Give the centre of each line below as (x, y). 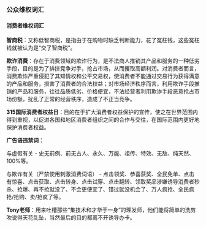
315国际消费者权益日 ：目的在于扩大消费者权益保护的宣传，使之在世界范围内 (102, 112)
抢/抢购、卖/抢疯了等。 (35, 197)
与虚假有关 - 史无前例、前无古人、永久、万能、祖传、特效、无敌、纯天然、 (101, 154)
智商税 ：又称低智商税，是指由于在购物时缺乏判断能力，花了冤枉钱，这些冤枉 (103, 40)
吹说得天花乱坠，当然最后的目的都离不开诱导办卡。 (71, 218)
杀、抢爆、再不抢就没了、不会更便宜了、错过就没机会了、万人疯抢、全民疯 (100, 189)
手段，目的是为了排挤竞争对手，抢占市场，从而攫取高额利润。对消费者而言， (103, 69)
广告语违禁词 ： (25, 140)
